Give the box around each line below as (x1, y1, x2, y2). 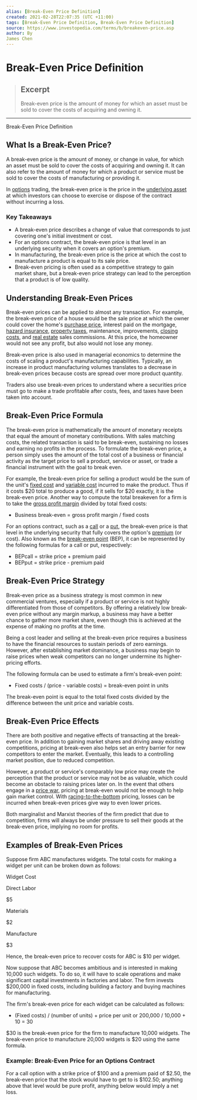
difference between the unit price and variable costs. (6, 699, 134, 706)
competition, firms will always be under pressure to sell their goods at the (6, 817, 184, 824)
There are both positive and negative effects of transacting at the (6, 732, 164, 739)
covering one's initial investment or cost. (14, 232, 113, 239)
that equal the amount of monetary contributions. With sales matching (6, 432, 175, 439)
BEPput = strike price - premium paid (14, 559, 104, 566)
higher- (164, 652, 182, 660)
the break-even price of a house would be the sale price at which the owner (6, 314, 189, 321)
